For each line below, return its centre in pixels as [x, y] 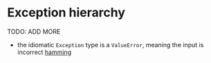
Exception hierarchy [66, 13]
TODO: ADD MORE [34, 32]
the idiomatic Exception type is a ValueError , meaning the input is [110, 45]
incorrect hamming [44, 52]
